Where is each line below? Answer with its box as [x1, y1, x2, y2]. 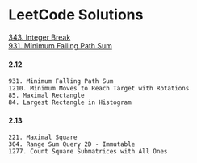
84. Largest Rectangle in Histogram [8, 98, 132, 107]
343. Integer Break [8, 32, 71, 42]
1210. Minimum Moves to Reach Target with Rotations [8, 85, 190, 93]
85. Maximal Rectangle [8, 91, 85, 100]
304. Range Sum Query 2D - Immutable [8, 140, 136, 148]
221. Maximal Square [8, 133, 78, 142]
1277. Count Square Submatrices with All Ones [8, 148, 168, 156]
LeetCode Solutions [8, 6, 144, 24]
